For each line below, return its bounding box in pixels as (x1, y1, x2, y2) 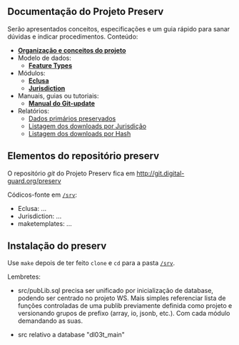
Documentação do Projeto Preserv (7, 6, 164, 18)
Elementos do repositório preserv (7, 150, 160, 163)
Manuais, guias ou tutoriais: (17, 91, 99, 100)
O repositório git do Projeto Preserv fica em (7, 169, 136, 177)
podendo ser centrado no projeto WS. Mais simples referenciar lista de (17, 294, 226, 302)
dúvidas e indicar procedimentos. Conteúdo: (7, 32, 138, 41)
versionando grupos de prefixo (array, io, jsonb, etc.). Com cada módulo (17, 309, 230, 318)
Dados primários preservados (28, 114, 116, 123)
